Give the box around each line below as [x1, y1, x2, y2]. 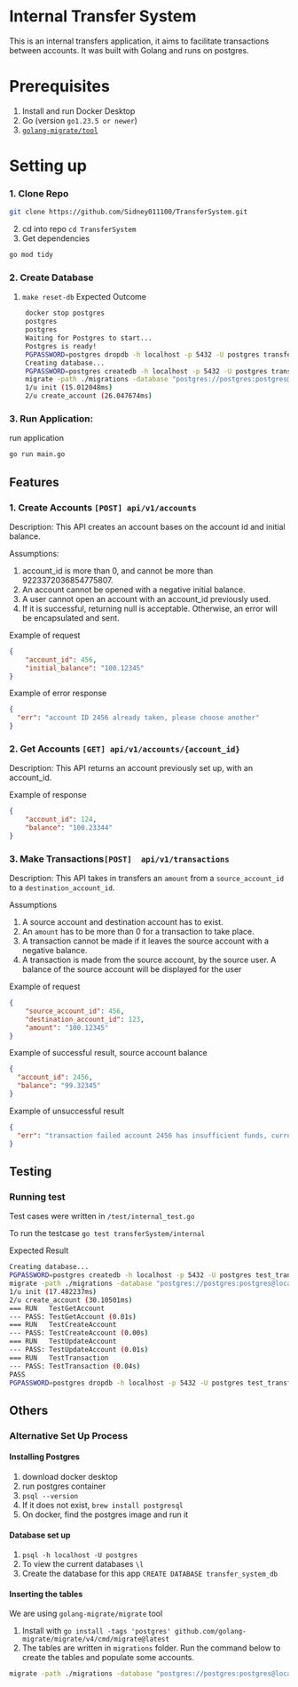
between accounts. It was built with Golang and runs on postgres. [9, 44, 250, 55]
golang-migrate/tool [21, 126, 98, 135]
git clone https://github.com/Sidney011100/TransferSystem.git [9, 207, 248, 217]
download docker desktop [21, 1471, 118, 1482]
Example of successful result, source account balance [9, 1048, 208, 1058]
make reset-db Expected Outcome [21, 292, 146, 302]
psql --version [21, 1491, 79, 1500]
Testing [9, 1164, 52, 1179]
